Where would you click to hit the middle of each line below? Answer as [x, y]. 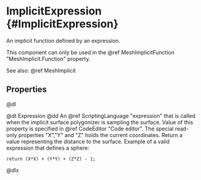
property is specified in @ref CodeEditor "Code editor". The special [90, 129]
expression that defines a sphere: [48, 148]
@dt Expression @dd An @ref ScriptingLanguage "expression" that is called [101, 115]
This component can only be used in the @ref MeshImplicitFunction [91, 52]
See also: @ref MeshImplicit [41, 70]
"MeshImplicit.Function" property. [48, 59]
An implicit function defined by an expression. [63, 40]
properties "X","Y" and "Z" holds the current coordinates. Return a [100, 135]
